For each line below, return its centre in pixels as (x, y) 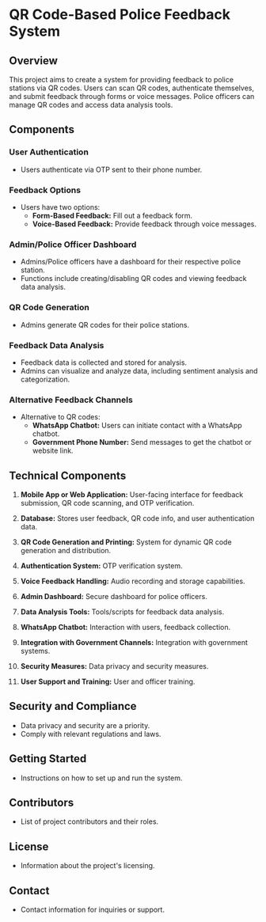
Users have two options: (60, 207)
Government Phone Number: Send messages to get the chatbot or (142, 442)
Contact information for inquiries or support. (93, 910)
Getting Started (48, 759)
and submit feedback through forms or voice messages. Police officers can (132, 96)
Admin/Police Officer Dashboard (73, 245)
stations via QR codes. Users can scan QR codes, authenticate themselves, (131, 88)
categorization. (45, 379)
